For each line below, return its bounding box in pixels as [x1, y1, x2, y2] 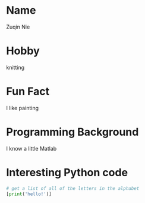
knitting [6, 64, 25, 71]
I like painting [6, 104, 39, 111]
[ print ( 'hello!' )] [6, 191, 52, 197]
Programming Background [6, 126, 139, 139]
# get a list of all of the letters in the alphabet [6, 185, 140, 191]
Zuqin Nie [6, 23, 30, 30]
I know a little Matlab [6, 145, 57, 152]
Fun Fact [6, 85, 49, 98]
